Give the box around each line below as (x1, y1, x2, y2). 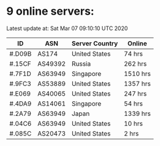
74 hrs (123, 49, 143, 58)
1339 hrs (123, 109, 151, 118)
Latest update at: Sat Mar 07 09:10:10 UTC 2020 (6, 25, 128, 32)
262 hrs (123, 60, 147, 68)
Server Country (71, 39, 118, 47)
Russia (71, 60, 91, 68)
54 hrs (123, 99, 143, 108)
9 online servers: (6, 4, 94, 18)
